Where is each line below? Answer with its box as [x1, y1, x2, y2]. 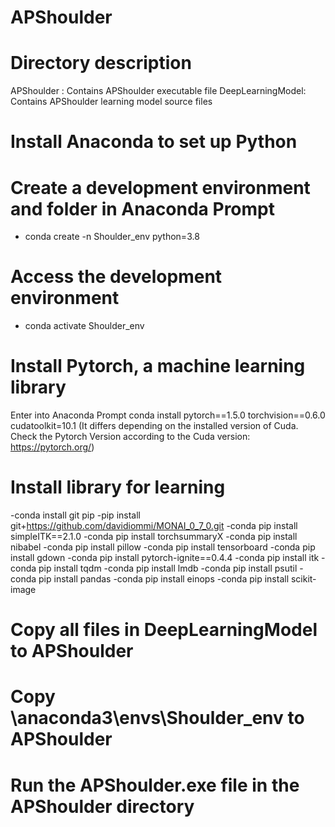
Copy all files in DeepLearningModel [10, 619, 318, 641]
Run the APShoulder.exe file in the [10, 774, 300, 796]
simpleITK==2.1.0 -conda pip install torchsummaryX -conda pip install [10, 531, 298, 543]
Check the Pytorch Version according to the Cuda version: [10, 431, 251, 443]
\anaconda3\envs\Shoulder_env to [10, 707, 305, 730]
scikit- [290, 573, 317, 585]
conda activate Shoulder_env [24, 320, 145, 332]
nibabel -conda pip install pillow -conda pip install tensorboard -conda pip [10, 541, 316, 553]
